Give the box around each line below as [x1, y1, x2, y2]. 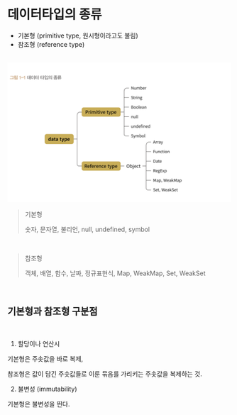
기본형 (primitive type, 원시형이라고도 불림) [17, 31, 138, 40]
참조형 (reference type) [17, 40, 85, 48]
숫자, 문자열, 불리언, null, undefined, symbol [24, 225, 150, 233]
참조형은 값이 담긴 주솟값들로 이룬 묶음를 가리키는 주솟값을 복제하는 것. [7, 370, 202, 378]
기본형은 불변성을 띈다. [7, 399, 70, 408]
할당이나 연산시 [17, 339, 60, 348]
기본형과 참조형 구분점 [7, 306, 98, 318]
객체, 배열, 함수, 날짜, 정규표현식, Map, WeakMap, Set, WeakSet [24, 269, 206, 277]
